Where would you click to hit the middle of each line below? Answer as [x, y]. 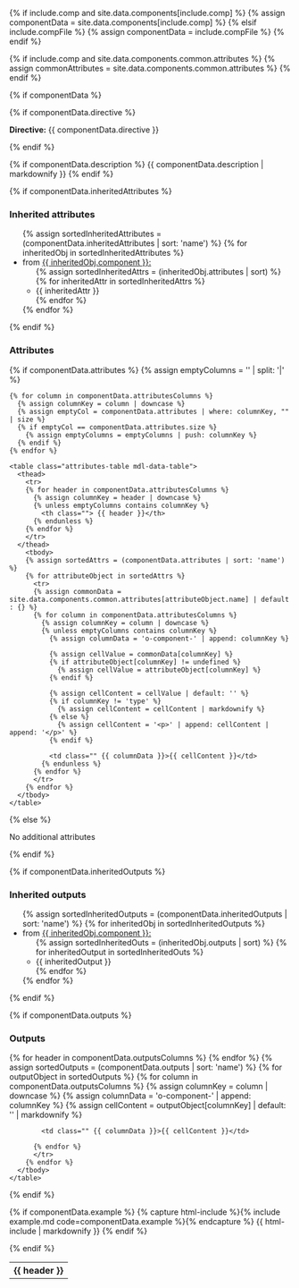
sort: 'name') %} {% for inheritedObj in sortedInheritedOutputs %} [144, 923]
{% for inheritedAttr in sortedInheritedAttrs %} [120, 282]
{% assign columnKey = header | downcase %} [117, 497]
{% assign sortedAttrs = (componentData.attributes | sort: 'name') [155, 560]
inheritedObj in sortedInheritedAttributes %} [103, 253]
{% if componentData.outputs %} [71, 1015]
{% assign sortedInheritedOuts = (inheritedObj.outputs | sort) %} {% [161, 942]
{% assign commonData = [77, 591]
